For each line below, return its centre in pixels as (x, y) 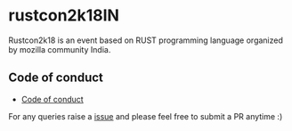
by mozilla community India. (60, 49)
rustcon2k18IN (64, 16)
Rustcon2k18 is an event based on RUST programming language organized (146, 40)
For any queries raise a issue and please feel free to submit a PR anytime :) (146, 116)
